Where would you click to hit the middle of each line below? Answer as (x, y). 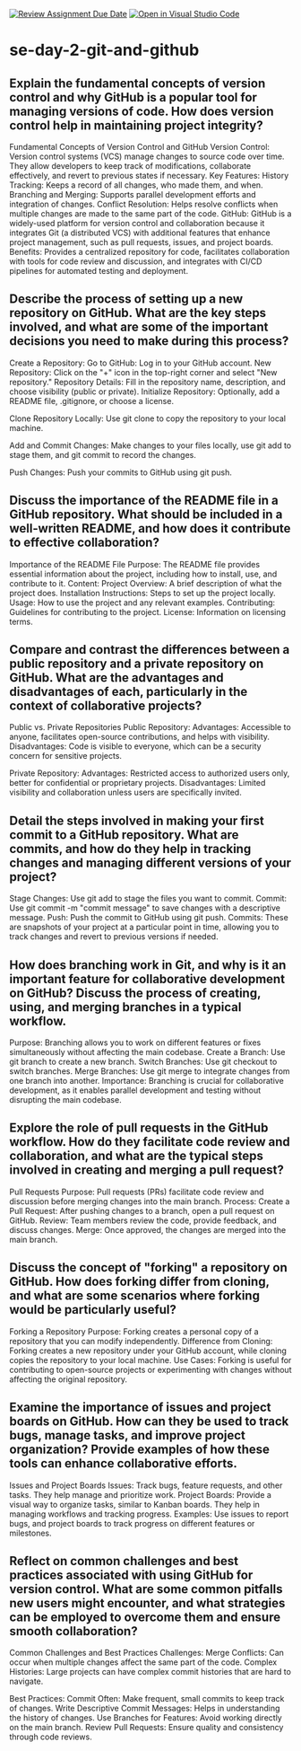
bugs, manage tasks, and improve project (128, 1435)
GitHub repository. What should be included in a (146, 515)
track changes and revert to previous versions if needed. (114, 937)
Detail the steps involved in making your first (137, 820)
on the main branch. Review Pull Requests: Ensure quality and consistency (146, 1728)
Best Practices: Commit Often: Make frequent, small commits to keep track (147, 1699)
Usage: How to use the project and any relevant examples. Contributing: (142, 603)
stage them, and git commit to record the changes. (103, 454)
